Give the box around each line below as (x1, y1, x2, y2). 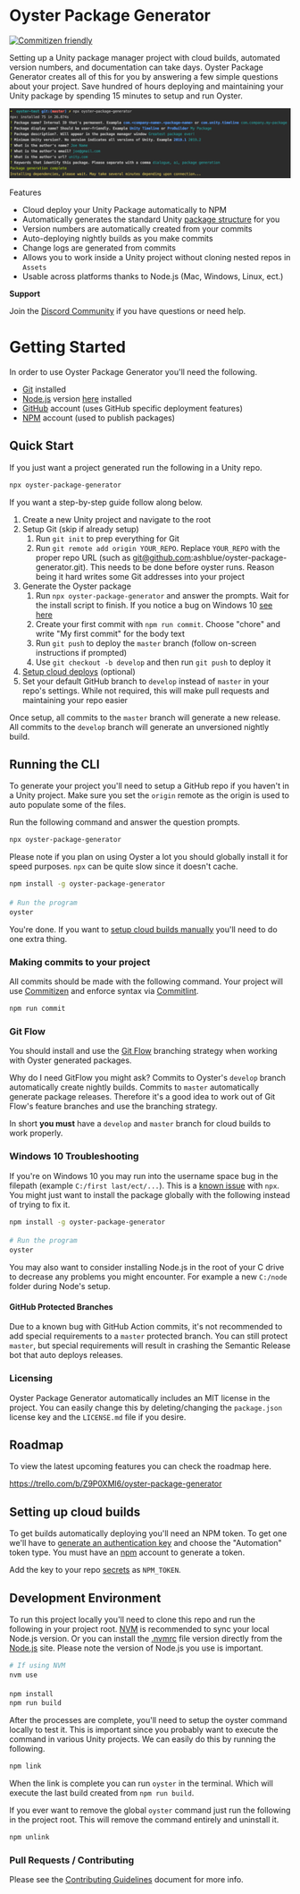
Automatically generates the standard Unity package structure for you (21, 214, 280, 225)
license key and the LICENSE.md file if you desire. (9, 1411, 187, 1423)
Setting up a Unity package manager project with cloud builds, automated (9, 52, 280, 63)
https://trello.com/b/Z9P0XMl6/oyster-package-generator (9, 1478, 222, 1490)
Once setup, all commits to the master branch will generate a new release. (9, 712, 281, 723)
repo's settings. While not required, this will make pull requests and (21, 685, 270, 696)
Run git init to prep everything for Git (35, 533, 180, 544)
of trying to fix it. (9, 1199, 71, 1210)
